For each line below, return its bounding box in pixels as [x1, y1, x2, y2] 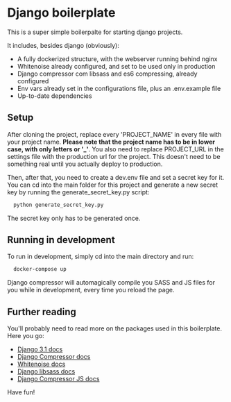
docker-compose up [13, 266, 67, 273]
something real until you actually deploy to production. [7, 160, 163, 168]
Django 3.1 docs [17, 345, 63, 353]
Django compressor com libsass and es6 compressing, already [17, 69, 198, 78]
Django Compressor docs [17, 353, 91, 361]
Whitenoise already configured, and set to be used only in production [17, 62, 216, 70]
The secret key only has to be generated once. [7, 214, 141, 222]
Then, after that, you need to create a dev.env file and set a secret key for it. [7, 173, 225, 181]
